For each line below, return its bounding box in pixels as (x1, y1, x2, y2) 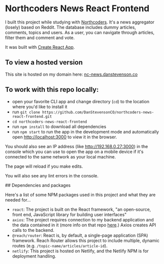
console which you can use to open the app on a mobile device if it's (5, 149, 143, 154)
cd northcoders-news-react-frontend (12, 119, 87, 124)
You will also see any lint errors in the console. (5, 173, 99, 178)
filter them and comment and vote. (5, 35, 75, 41)
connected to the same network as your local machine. (5, 154, 116, 159)
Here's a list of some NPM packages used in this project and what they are (5, 192, 156, 198)
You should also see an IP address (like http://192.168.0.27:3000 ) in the (5, 143, 148, 149)
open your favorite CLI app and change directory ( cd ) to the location (12, 98, 150, 104)
